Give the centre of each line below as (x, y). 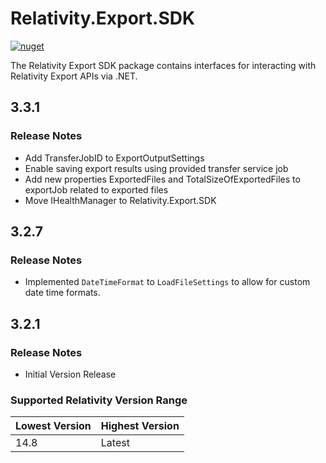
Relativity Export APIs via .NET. (74, 76)
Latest (115, 443)
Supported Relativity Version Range (99, 400)
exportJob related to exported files (96, 189)
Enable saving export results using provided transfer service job (156, 168)
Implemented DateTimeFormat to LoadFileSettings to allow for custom (167, 282)
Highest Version (140, 426)
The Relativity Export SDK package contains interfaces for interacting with (163, 65)
